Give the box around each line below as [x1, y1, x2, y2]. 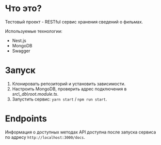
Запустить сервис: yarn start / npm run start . [12, 96, 107, 102]
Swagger [12, 48, 31, 54]
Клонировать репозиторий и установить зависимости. [12, 81, 126, 87]
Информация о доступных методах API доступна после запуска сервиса [5, 129, 156, 135]
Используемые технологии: [5, 28, 63, 34]
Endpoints [5, 113, 47, 124]
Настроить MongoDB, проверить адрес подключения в [12, 86, 127, 92]
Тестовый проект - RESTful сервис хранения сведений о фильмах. [5, 19, 143, 25]
